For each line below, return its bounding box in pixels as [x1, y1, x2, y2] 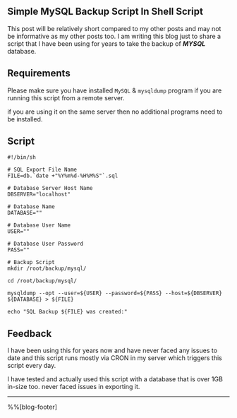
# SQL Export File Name [7, 166, 78, 174]
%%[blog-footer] [7, 402, 58, 412]
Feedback [7, 328, 52, 340]
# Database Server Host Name [7, 185, 93, 192]
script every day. [7, 362, 56, 370]
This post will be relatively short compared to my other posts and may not [7, 24, 221, 32]
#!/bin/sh [7, 154, 37, 161]
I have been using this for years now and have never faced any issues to [7, 346, 217, 355]
